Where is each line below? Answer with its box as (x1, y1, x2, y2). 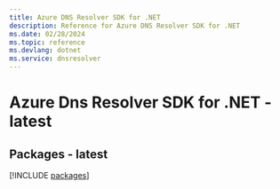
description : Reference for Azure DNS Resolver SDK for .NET (9, 21, 241, 30)
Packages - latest (9, 146, 108, 161)
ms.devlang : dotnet (9, 46, 82, 55)
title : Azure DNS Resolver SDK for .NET (9, 12, 162, 22)
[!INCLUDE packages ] (9, 170, 90, 180)
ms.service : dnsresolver (9, 54, 101, 63)
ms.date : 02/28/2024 (9, 29, 86, 38)
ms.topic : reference (9, 37, 86, 47)
